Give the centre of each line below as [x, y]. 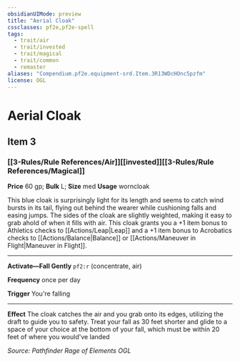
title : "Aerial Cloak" [41, 21]
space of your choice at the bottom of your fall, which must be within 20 [114, 329]
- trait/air [32, 41]
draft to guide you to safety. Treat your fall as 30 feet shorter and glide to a [117, 322]
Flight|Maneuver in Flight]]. [47, 246]
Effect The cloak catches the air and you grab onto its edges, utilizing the [115, 314]
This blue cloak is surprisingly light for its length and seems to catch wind [115, 200]
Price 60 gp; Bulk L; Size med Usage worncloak [79, 187]
